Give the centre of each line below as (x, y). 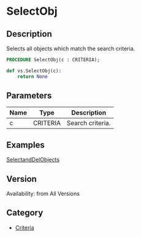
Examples (25, 145)
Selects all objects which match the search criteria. (71, 48)
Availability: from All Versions (43, 194)
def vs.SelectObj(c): (34, 71)
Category (25, 213)
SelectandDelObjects (33, 160)
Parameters (29, 96)
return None (32, 77)
